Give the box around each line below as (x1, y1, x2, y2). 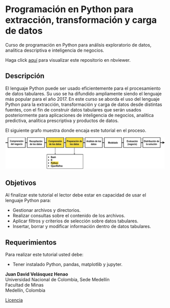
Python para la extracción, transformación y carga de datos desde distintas (5, 101, 162, 107)
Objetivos (5, 179, 36, 187)
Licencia (5, 297, 23, 303)
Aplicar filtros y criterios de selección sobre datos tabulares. (12, 218, 139, 224)
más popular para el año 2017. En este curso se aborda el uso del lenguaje (5, 96, 160, 102)
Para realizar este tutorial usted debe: (5, 252, 83, 258)
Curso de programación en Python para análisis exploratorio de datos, (5, 42, 152, 48)
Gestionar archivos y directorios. (12, 207, 81, 213)
